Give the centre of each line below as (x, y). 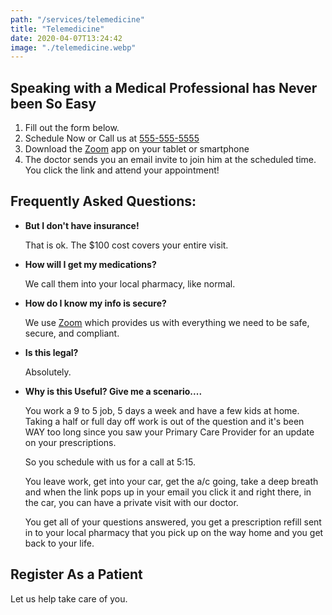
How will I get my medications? (90, 264)
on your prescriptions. (70, 442)
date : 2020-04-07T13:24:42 (66, 38)
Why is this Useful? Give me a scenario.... (113, 391)
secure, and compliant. (72, 333)
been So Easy (53, 103)
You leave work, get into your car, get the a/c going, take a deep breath (171, 481)
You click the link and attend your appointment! (122, 170)
